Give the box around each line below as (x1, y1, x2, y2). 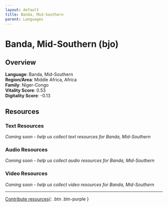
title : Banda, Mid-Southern (5, 12, 64, 17)
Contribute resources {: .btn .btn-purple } (5, 196, 89, 202)
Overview (5, 58, 36, 67)
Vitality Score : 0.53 (5, 87, 46, 93)
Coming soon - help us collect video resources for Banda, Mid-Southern (5, 181, 154, 187)
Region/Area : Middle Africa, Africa (5, 77, 77, 83)
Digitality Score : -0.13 (5, 93, 51, 99)
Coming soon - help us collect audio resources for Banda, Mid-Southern (5, 157, 155, 163)
